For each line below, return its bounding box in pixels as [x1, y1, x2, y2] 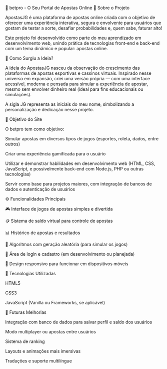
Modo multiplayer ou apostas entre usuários [5, 329, 96, 334]
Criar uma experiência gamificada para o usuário [5, 151, 106, 156]
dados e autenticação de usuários [5, 186, 75, 192]
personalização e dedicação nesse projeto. [5, 107, 94, 112]
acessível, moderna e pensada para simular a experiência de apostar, [5, 81, 148, 87]
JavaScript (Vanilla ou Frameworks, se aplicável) [5, 300, 105, 305]
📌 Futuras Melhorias [5, 309, 46, 315]
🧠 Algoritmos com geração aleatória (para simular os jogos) [5, 241, 128, 247]
